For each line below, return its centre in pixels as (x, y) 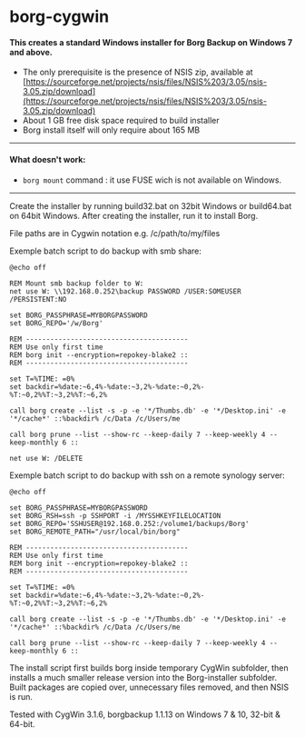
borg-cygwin (59, 17)
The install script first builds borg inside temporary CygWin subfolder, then (149, 667)
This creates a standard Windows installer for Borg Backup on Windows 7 (151, 42)
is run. (21, 696)
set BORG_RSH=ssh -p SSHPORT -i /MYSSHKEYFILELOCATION (115, 515)
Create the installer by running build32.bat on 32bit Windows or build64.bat (151, 205)
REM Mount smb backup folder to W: (77, 284)
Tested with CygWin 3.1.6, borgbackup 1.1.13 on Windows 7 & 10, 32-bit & (145, 714)
